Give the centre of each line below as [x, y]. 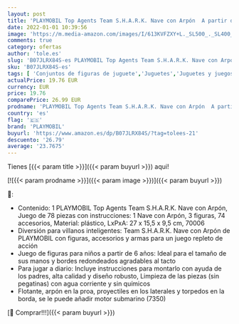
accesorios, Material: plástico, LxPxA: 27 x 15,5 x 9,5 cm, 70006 [111, 223]
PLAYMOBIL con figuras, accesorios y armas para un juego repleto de [120, 239]
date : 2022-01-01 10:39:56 [47, 27]
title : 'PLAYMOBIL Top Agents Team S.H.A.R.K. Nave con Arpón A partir [117, 21]
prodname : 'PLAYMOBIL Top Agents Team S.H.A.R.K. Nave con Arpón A [111, 107]
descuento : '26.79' [36, 140]
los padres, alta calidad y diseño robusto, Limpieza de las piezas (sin [118, 276]
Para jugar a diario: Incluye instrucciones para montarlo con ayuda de [119, 268]
